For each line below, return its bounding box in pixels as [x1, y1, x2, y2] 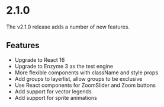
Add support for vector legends [14, 87, 92, 95]
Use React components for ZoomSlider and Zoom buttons [14, 81, 156, 89]
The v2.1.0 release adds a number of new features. [6, 23, 130, 30]
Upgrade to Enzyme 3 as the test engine [14, 62, 114, 70]
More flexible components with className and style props [14, 69, 159, 76]
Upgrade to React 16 [14, 56, 65, 63]
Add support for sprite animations [14, 94, 98, 101]
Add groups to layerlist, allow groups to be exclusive [14, 75, 143, 82]
